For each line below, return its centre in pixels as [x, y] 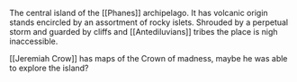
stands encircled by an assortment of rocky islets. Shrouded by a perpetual [149, 22]
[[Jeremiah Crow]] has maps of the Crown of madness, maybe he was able [148, 58]
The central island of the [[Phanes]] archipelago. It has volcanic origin [139, 13]
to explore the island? [49, 68]
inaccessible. [34, 41]
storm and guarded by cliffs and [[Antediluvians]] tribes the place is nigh [144, 32]
